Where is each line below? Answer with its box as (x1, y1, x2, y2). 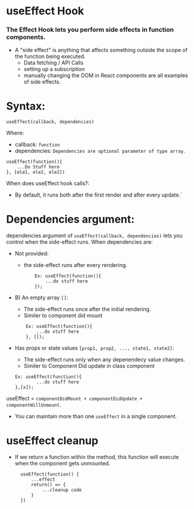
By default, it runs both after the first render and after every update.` (14, 191, 183, 198)
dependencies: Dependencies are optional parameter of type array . (14, 148, 186, 155)
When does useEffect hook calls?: (6, 180, 90, 187)
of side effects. (23, 78, 61, 85)
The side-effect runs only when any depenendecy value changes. (23, 356, 186, 363)
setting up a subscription (23, 66, 85, 73)
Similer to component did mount (23, 312, 103, 319)
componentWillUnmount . (6, 401, 61, 409)
